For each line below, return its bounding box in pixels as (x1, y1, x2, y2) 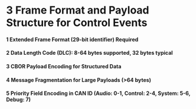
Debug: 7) (6, 96, 31, 103)
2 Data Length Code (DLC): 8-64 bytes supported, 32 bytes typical (6, 49, 173, 57)
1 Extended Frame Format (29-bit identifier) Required (6, 36, 139, 43)
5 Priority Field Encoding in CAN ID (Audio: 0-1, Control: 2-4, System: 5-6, (6, 90, 191, 97)
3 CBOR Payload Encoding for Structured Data (6, 62, 122, 70)
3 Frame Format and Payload (6, 4, 149, 17)
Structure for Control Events (6, 16, 148, 29)
